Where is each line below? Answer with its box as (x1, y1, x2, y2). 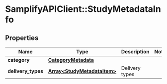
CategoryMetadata (48, 57, 94, 63)
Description (121, 48, 150, 55)
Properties (5, 34, 39, 42)
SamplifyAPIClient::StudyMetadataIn (5, 3, 162, 15)
